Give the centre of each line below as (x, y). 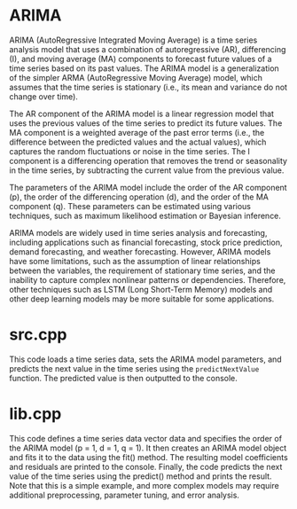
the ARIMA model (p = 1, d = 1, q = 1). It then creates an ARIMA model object (148, 448)
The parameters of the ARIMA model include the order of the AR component (148, 187)
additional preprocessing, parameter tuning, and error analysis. (124, 495)
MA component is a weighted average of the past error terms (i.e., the (137, 132)
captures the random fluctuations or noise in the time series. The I (130, 151)
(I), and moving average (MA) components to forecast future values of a (141, 59)
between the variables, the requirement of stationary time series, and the (142, 270)
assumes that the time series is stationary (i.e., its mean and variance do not (148, 87)
